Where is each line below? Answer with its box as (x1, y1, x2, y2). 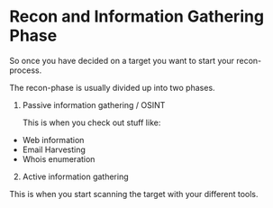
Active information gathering (22, 171, 129, 182)
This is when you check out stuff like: (22, 117, 161, 128)
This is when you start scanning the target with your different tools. (9, 188, 259, 199)
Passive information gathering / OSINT (22, 99, 166, 110)
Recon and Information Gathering (9, 6, 264, 27)
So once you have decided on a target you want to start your (9, 55, 235, 66)
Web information (22, 134, 85, 145)
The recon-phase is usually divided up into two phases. (9, 82, 215, 93)
